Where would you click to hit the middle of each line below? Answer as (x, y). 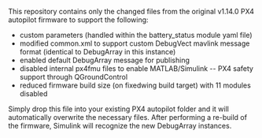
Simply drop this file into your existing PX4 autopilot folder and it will (119, 109)
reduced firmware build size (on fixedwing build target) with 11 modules (135, 85)
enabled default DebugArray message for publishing (105, 60)
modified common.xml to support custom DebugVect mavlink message (135, 43)
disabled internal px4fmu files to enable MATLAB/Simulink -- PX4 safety (137, 69)
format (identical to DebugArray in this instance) (98, 52)
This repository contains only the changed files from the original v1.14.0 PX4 (131, 11)
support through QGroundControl (74, 77)
